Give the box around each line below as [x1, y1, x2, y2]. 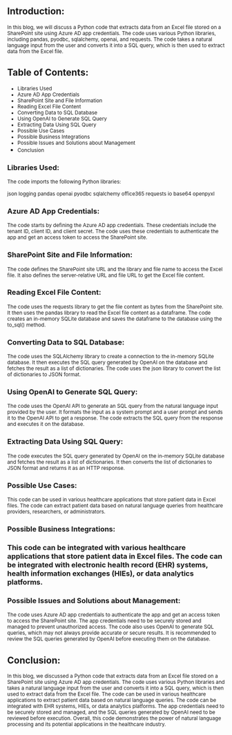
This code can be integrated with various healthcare [7, 542, 186, 552]
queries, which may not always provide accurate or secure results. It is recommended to [7, 629, 216, 637]
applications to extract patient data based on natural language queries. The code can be [7, 696, 216, 703]
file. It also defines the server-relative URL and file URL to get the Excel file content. [7, 272, 205, 279]
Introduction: [7, 6, 65, 17]
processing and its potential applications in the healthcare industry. [7, 721, 166, 727]
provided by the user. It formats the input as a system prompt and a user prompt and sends [7, 409, 223, 416]
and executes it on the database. [7, 421, 85, 428]
